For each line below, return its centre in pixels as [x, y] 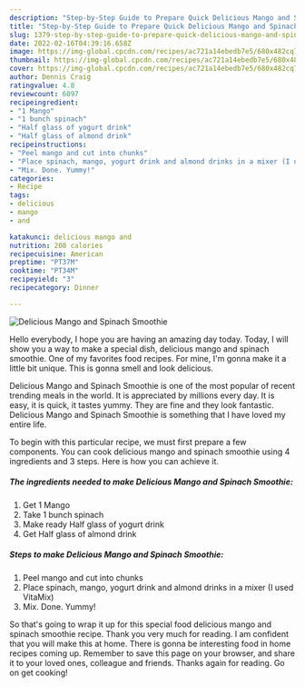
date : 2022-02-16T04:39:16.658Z [70, 43]
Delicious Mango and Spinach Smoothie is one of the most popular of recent [152, 385]
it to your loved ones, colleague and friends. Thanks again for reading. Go [147, 662]
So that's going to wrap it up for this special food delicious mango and [141, 624]
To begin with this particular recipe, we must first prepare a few [128, 442]
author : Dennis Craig [50, 77]
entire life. [28, 424]
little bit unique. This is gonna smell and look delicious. [111, 368]
